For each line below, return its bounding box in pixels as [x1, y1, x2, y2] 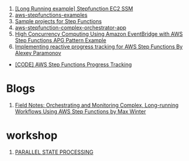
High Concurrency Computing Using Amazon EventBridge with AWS [14, 30, 183, 38]
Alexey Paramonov [14, 49, 62, 56]
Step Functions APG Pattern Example [14, 37, 106, 44]
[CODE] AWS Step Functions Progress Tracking [14, 61, 132, 68]
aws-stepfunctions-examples [14, 11, 88, 18]
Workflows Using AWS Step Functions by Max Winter [14, 107, 147, 115]
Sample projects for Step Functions [14, 18, 102, 24]
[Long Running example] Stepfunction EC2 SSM [14, 5, 133, 12]
